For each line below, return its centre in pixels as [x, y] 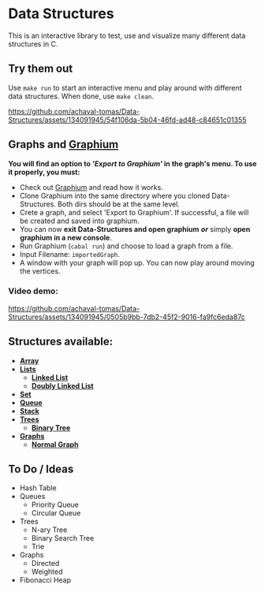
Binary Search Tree [63, 538]
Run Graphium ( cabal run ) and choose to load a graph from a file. [126, 246]
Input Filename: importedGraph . [70, 254]
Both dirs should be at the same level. [119, 204]
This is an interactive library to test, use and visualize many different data [127, 35]
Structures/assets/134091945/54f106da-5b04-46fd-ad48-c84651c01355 [127, 120]
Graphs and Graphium [63, 145]
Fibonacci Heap [45, 580]
